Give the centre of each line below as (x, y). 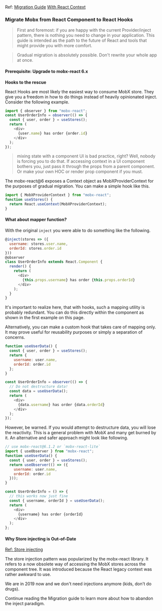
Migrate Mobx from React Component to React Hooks (69, 19)
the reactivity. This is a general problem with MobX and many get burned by (81, 433)
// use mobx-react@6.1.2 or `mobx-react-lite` (53, 447)
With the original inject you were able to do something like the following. (78, 231)
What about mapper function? (36, 220)
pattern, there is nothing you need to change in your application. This (86, 35)
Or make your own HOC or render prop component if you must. (80, 171)
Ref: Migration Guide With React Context (45, 7)
